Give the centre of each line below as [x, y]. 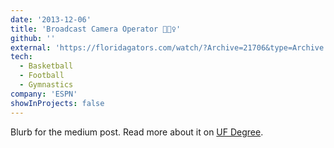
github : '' [33, 38]
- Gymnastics [46, 85]
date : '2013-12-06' [51, 19]
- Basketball [46, 66]
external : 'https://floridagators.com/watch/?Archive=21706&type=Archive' [169, 47]
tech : [21, 57]
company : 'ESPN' [44, 94]
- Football [42, 76]
